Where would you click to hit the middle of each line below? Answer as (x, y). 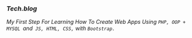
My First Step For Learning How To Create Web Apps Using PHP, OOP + (96, 22)
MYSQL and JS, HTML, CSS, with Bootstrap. (61, 28)
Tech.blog (22, 9)
